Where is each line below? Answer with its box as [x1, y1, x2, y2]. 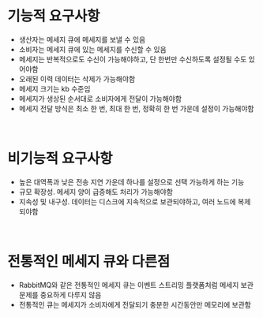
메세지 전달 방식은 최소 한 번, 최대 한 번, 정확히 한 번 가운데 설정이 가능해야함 [18, 103, 254, 113]
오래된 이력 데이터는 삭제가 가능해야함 [18, 74, 136, 84]
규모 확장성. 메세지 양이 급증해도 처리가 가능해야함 [18, 187, 173, 196]
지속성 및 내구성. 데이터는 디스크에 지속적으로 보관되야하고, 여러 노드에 [18, 196, 236, 206]
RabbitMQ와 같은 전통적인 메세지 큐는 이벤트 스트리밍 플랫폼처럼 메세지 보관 [18, 280, 254, 289]
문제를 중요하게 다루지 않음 [18, 289, 102, 300]
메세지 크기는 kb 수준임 [18, 84, 91, 93]
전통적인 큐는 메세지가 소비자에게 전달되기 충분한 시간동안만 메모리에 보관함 [18, 300, 252, 309]
